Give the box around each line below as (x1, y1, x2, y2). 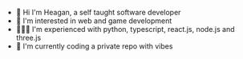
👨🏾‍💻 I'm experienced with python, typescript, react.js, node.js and (15, 25, 235, 33)
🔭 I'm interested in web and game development (15, 16, 172, 26)
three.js (15, 33, 42, 42)
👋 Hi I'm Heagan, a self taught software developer (15, 8, 181, 17)
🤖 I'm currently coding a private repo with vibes (15, 41, 173, 51)
